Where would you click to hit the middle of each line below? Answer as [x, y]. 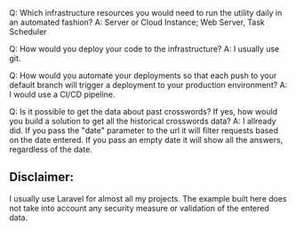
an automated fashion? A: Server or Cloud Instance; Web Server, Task [137, 22]
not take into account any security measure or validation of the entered [139, 208]
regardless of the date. [51, 149]
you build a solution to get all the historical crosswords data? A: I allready [143, 121]
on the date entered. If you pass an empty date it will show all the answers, [146, 140]
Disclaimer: [41, 177]
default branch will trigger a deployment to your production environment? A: [148, 85]
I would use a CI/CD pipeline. [62, 94]
